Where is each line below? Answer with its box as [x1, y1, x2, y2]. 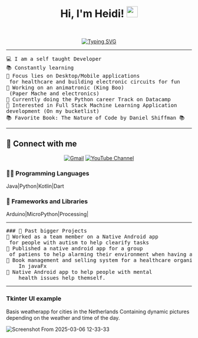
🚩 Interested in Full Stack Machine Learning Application [6, 102, 177, 108]
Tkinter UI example [6, 294, 62, 303]
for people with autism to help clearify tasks [9, 239, 149, 246]
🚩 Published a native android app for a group [6, 245, 143, 252]
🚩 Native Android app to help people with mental [6, 269, 153, 276]
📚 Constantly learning [6, 64, 74, 71]
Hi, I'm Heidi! [60, 7, 125, 21]
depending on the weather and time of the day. [6, 314, 120, 321]
